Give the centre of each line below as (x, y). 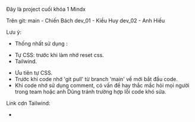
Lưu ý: (14, 32)
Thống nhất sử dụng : (41, 44)
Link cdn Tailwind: (28, 103)
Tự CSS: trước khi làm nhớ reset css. (59, 55)
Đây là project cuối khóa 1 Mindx (46, 9)
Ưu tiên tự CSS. (34, 73)
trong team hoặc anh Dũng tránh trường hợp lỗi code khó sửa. (90, 91)
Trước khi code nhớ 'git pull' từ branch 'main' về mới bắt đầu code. (96, 79)
